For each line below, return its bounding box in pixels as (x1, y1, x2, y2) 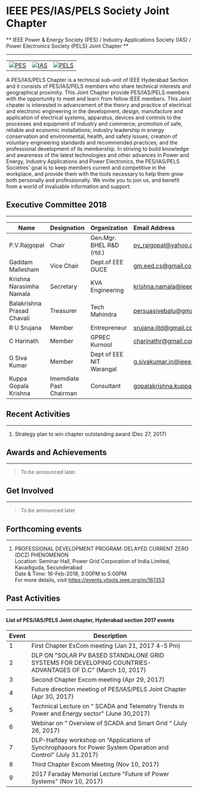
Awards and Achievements (6, 447, 107, 458)
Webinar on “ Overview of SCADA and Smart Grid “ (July (31, 719, 187, 728)
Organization (90, 223, 128, 232)
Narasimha (9, 282, 39, 290)
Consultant (90, 381, 121, 390)
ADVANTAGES (31, 666, 71, 674)
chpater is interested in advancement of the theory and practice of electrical (6, 101, 192, 108)
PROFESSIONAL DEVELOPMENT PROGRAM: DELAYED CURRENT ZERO (14, 545, 189, 552)
